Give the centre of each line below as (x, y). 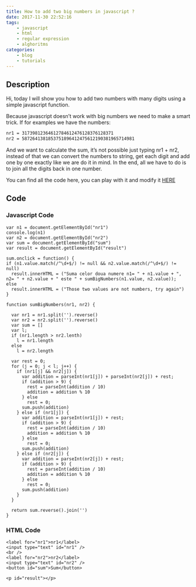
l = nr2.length (35, 351)
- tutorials (31, 61)
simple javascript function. (38, 105)
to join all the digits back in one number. (54, 169)
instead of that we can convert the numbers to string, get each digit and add (98, 156)
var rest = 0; (28, 361)
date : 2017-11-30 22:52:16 (39, 17)
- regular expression (43, 39)
